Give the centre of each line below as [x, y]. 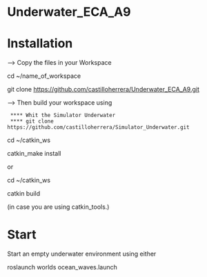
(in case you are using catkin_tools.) [58, 207]
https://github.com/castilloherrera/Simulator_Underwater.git [98, 127]
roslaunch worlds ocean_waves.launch [62, 267]
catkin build [24, 194]
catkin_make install [34, 154]
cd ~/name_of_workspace [44, 76]
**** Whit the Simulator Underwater [63, 115]
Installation [40, 44]
